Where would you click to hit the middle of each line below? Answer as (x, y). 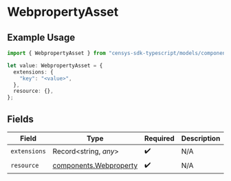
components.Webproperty (95, 166)
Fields (21, 119)
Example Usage (41, 38)
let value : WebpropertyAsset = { (55, 65)
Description (201, 138)
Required (159, 138)
